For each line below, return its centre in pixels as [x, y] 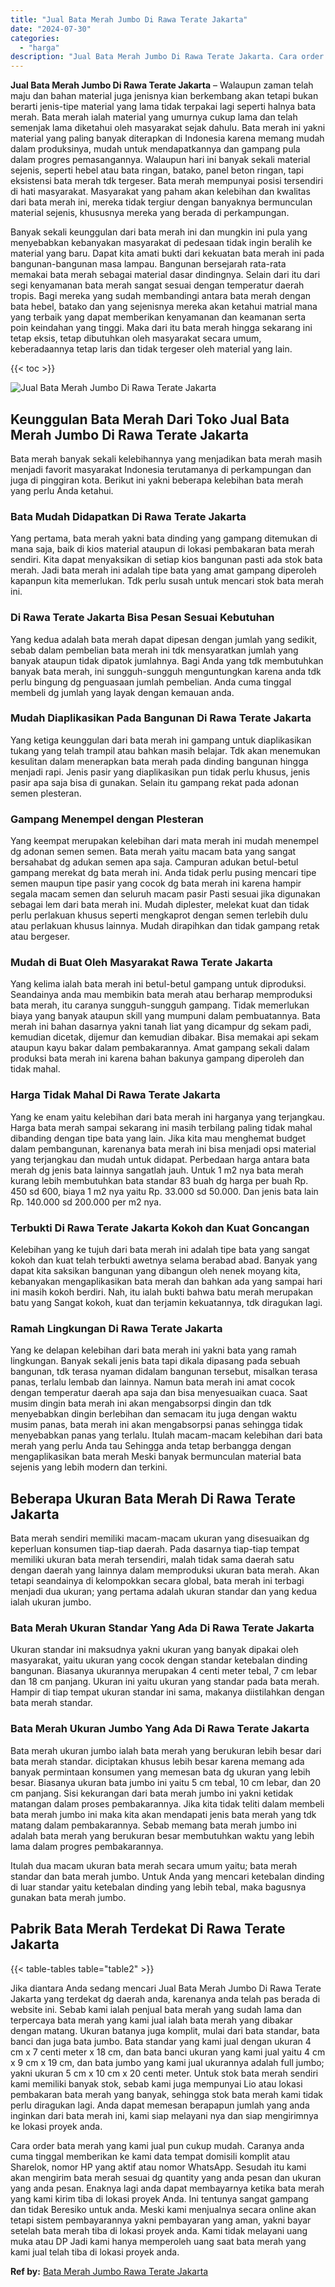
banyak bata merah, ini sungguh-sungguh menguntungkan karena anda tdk [166, 671]
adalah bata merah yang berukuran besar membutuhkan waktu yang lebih [162, 1835]
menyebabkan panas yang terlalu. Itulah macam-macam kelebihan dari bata [166, 1435]
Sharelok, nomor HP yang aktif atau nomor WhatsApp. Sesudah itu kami [158, 2167]
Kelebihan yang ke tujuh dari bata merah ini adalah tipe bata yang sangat [160, 1250]
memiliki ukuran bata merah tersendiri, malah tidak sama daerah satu [152, 1560]
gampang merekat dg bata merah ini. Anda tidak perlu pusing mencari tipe [163, 873]
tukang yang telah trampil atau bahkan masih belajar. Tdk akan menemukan [165, 750]
